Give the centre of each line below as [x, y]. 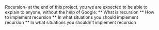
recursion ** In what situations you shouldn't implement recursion [71, 22]
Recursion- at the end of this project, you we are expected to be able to [76, 7]
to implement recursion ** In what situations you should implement [72, 17]
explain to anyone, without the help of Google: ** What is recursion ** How [80, 12]
